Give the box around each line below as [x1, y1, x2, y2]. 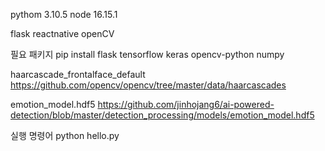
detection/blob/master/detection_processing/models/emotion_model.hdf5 [10, 109, 315, 121]
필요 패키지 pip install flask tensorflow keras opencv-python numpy [10, 49, 285, 60]
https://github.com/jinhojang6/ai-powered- [97, 99, 275, 110]
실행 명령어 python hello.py [10, 130, 120, 141]
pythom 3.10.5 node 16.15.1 [10, 9, 118, 20]
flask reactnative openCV [10, 28, 115, 39]
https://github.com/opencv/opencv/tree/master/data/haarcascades [10, 79, 287, 91]
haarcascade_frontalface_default [10, 69, 146, 80]
